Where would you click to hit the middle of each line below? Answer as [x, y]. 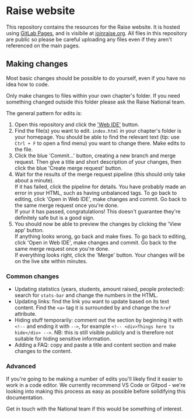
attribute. [25, 314]
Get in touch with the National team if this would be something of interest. [94, 409]
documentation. [25, 398]
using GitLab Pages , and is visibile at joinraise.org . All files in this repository [97, 33]
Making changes [37, 64]
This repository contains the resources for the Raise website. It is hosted [93, 27]
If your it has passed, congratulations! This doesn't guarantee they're [97, 211]
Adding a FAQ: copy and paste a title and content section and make [95, 345]
